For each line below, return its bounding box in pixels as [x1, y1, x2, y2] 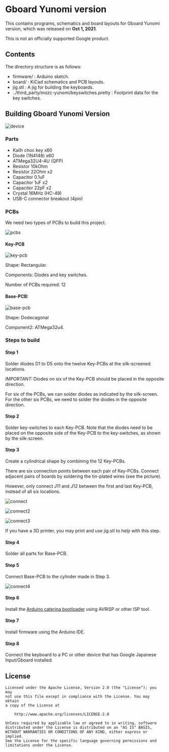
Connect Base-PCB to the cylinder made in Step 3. [5, 573, 110, 579]
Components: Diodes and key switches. [5, 272, 88, 278]
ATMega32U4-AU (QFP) [12, 158, 64, 164]
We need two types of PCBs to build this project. [5, 220, 106, 226]
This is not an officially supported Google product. [5, 35, 110, 41]
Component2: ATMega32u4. [5, 324, 65, 330]
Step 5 [5, 562, 19, 568]
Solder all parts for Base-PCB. [5, 551, 68, 557]
